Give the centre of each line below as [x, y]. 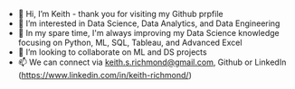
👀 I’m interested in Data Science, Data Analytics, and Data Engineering [149, 23]
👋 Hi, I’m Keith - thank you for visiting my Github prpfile [120, 14]
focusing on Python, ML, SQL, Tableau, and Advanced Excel [130, 42]
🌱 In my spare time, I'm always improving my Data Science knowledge [148, 33]
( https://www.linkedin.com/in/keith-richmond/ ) [105, 75]
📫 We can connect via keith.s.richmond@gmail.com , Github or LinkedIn [152, 62]
